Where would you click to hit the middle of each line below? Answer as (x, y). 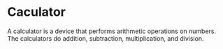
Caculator (37, 12)
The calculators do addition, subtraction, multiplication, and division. (106, 38)
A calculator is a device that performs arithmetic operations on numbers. (112, 31)
